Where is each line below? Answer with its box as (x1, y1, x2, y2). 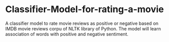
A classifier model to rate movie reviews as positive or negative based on (5, 20, 159, 26)
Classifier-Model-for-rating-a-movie (5, 4, 164, 15)
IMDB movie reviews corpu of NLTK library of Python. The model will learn (5, 25, 161, 31)
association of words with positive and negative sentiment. (5, 31, 129, 37)
